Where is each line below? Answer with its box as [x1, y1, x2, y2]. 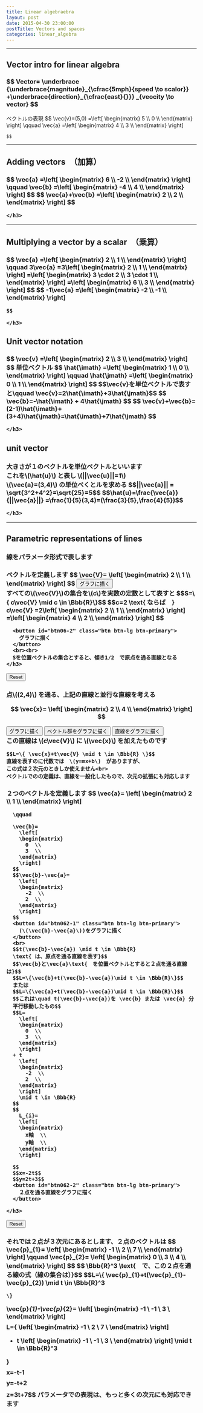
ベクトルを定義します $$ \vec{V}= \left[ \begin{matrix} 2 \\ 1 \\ [6, 570, 191, 579]
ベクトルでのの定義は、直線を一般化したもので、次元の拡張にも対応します [6, 773, 190, 780]
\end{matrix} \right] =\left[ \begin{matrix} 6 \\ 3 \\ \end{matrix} [6, 278, 195, 287]
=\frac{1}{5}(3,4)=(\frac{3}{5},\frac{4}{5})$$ [45, 496, 184, 504]
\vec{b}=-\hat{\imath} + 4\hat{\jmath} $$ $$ [6, 397, 141, 405]
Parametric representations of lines [6, 533, 143, 543]
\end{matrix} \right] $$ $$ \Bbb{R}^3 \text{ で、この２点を [6, 1261, 185, 1270]
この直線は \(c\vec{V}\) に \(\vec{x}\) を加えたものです [6, 736, 167, 745]
